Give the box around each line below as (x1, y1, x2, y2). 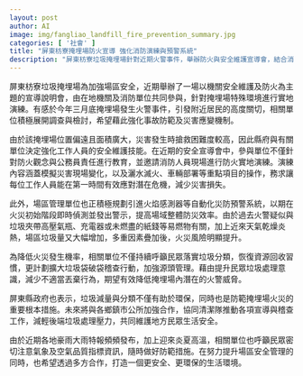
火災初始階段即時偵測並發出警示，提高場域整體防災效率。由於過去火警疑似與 (9, 209, 294, 220)
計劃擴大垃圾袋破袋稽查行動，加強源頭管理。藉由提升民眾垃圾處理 (32, 262, 278, 273)
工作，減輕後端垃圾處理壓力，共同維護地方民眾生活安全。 (9, 316, 223, 326)
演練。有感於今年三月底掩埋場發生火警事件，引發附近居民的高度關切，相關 (9, 104, 286, 114)
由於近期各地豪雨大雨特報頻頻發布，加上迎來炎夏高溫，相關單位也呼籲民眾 (9, 335, 286, 345)
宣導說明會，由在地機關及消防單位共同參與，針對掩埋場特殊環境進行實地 (24, 92, 294, 103)
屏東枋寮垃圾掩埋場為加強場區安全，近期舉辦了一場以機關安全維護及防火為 (9, 81, 286, 91)
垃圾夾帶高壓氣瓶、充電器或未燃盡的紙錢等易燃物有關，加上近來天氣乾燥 (9, 221, 278, 231)
